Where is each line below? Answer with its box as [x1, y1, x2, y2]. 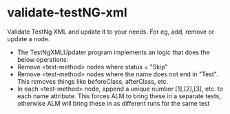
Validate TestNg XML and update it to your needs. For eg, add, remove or [7, 27, 215, 36]
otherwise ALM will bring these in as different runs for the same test [17, 99, 210, 107]
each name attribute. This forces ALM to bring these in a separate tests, [17, 91, 222, 100]
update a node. [7, 34, 50, 43]
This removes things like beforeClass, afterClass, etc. [17, 77, 169, 85]
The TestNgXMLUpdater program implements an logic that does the [17, 48, 210, 56]
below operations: [17, 55, 69, 63]
